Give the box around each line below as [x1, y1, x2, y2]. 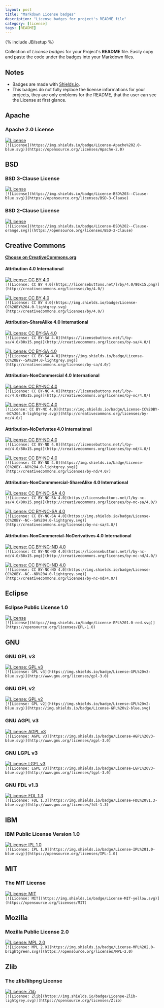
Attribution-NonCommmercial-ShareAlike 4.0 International [5, 479, 129, 485]
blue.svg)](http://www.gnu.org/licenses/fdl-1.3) [5, 802, 109, 807]
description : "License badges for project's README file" [5, 16, 127, 21]
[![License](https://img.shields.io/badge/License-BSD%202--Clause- [5, 224, 149, 228]
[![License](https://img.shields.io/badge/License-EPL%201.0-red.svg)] [5, 620, 155, 626]
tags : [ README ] [5, 26, 36, 31]
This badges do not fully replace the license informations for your [12, 86, 145, 92]
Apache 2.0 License [5, 126, 54, 133]
